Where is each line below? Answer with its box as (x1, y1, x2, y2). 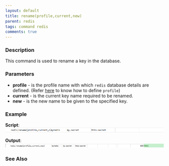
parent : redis (5, 19, 35, 24)
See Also (5, 155, 28, 162)
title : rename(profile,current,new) (5, 13, 82, 19)
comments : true (5, 29, 37, 35)
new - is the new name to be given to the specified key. (12, 98, 128, 104)
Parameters (5, 70, 34, 77)
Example (5, 111, 27, 118)
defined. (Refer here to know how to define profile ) (12, 87, 121, 93)
